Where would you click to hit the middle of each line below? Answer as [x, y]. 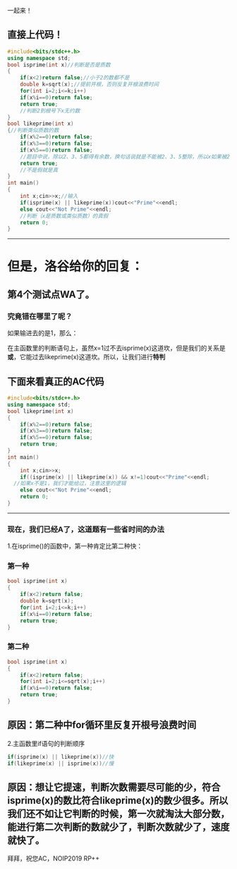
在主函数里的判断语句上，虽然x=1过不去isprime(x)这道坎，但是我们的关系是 [116, 348]
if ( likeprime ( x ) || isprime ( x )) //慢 [61, 763]
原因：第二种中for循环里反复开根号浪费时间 [102, 725]
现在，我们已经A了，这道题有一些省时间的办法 [86, 529]
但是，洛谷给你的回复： [75, 266]
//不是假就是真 [39, 170]
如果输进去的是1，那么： [43, 333]
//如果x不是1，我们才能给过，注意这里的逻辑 [70, 484]
